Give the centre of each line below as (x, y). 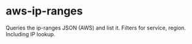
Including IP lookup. (30, 34)
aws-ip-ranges (44, 11)
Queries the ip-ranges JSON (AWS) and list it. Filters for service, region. (96, 28)
